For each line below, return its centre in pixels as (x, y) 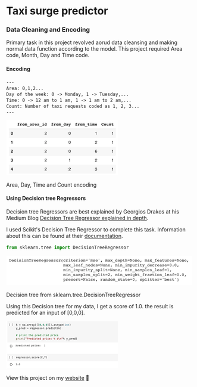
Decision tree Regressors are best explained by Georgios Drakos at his (93, 211)
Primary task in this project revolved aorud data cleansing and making (92, 42)
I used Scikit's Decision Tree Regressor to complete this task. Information (96, 229)
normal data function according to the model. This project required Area (94, 49)
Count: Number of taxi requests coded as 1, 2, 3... (73, 106)
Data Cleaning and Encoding (48, 30)
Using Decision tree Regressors (46, 199)
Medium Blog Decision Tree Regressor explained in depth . (77, 218)
